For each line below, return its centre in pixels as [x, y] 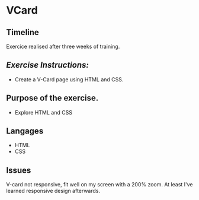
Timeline [23, 32]
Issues [19, 170]
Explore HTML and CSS [44, 112]
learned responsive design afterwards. [53, 191]
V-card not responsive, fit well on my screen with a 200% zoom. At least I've [100, 185]
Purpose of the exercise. [52, 98]
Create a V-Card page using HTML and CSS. [69, 79]
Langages [25, 131]
